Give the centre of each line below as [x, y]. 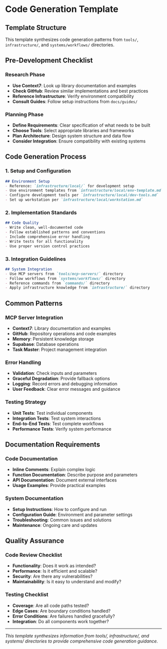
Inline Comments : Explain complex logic [54, 470]
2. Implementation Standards [41, 212]
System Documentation [34, 498]
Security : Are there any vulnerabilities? [52, 576]
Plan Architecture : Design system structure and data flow [72, 136]
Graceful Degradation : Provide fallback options [61, 379]
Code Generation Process [46, 157]
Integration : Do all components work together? [61, 621]
